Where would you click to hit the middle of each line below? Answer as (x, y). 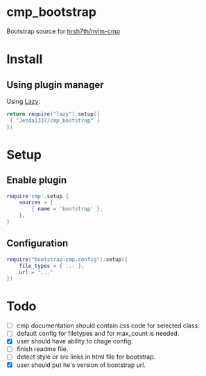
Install (25, 59)
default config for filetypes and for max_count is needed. (98, 334)
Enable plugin (37, 180)
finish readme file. (42, 349)
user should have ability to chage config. (75, 341)
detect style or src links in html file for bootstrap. (86, 357)
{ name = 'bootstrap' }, (67, 209)
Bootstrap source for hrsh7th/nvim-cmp (63, 31)
